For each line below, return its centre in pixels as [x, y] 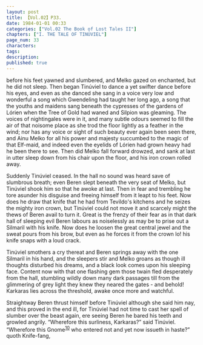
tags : [13, 52]
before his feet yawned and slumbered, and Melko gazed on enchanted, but [101, 80]
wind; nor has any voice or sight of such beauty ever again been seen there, [101, 132]
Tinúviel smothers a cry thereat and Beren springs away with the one [92, 252]
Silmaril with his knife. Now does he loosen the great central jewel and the [98, 227]
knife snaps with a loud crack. [44, 240]
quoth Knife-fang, [28, 336]
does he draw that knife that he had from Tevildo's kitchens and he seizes [98, 202]
